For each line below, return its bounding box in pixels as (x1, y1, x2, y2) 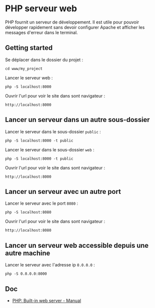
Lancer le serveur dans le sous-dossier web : (5, 146, 95, 152)
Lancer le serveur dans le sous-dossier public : (5, 128, 102, 135)
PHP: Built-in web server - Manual (12, 298, 81, 304)
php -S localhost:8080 (5, 210, 52, 215)
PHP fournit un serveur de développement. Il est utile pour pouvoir (5, 19, 139, 25)
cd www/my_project (5, 66, 43, 71)
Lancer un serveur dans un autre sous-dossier (5, 116, 150, 124)
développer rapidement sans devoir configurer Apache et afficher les (5, 24, 145, 30)
